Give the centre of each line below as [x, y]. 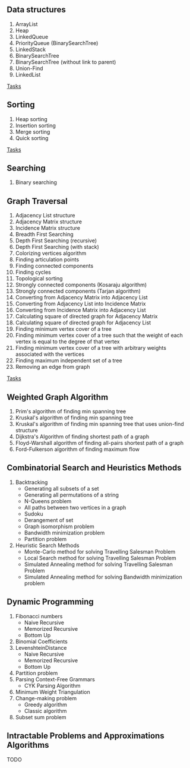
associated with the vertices [50, 354]
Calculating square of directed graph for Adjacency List [83, 323]
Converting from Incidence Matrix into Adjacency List [80, 310]
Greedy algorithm [45, 704]
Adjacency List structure [45, 216]
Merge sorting [33, 132]
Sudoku [34, 514]
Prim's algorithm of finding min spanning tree [71, 412]
